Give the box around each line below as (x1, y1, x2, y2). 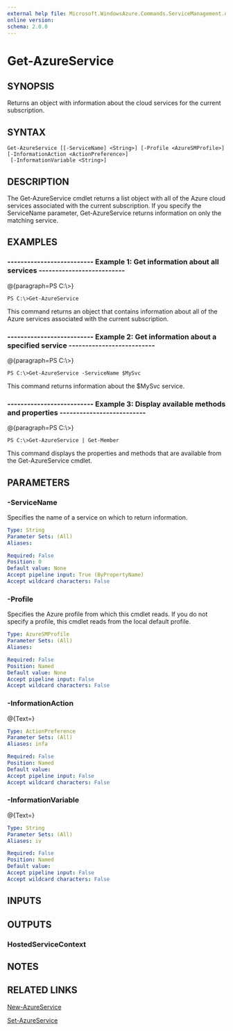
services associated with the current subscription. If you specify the (7, 202, 202, 210)
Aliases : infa (7, 740, 49, 748)
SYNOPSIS (7, 80, 55, 92)
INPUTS (7, 895, 42, 907)
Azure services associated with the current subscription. (7, 314, 169, 323)
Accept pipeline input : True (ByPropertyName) (7, 572, 144, 579)
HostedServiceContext (7, 939, 87, 949)
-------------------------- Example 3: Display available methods (7, 399, 226, 409)
